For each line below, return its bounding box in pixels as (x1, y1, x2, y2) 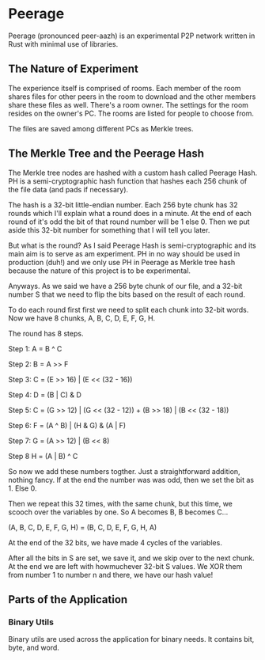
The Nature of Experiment (8, 63, 138, 76)
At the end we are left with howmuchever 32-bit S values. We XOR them (8, 561, 243, 571)
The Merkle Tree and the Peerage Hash (8, 147, 204, 161)
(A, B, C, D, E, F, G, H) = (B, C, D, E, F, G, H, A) (8, 522, 157, 532)
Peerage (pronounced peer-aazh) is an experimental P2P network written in (8, 31, 256, 40)
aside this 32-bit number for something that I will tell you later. (8, 225, 210, 234)
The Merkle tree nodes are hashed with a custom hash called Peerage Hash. (8, 168, 258, 177)
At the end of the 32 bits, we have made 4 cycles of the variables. (8, 537, 223, 547)
